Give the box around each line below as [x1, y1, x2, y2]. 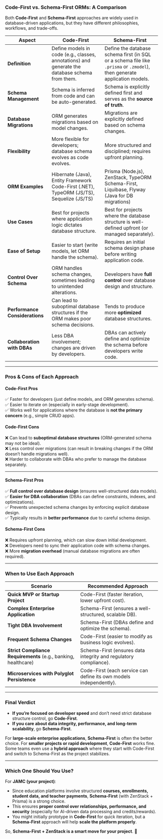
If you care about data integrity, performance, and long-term [12, 720, 137, 727]
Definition [7, 60, 31, 67]
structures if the [51, 309, 88, 316]
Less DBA [51, 333, 74, 339]
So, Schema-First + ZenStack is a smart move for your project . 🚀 [5, 828, 137, 834]
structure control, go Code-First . [12, 715, 78, 721]
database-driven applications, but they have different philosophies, [5, 20, 139, 26]
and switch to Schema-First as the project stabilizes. [5, 750, 110, 756]
